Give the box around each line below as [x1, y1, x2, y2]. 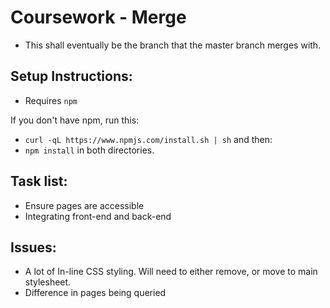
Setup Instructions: [10, 68, 133, 85]
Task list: [10, 173, 68, 190]
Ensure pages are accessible [24, 199, 145, 211]
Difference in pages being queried [24, 287, 167, 299]
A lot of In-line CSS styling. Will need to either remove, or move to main [24, 266, 318, 278]
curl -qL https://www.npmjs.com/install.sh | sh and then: [24, 133, 273, 145]
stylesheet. [24, 276, 72, 288]
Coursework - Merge [10, 6, 187, 29]
